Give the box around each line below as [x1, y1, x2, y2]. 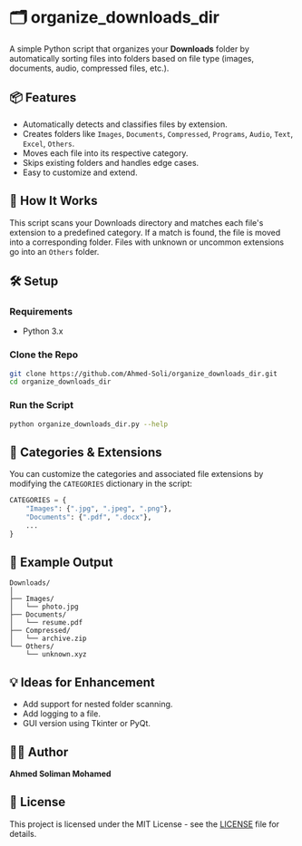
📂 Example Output [9, 555, 113, 570]
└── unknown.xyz [25, 650, 88, 659]
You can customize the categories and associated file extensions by [9, 469, 264, 480]
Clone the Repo [9, 348, 79, 361]
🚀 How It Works [9, 193, 98, 209]
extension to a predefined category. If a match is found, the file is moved [9, 227, 281, 238]
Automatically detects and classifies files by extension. [22, 119, 229, 130]
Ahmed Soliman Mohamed [9, 768, 112, 780]
